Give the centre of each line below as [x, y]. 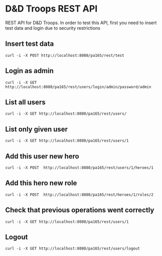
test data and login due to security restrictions [53, 28]
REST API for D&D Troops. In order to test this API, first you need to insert [81, 23]
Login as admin [30, 71]
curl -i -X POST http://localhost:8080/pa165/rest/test [65, 55]
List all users [26, 102]
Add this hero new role [41, 183]
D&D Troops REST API [51, 9]
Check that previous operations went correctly [80, 210]
